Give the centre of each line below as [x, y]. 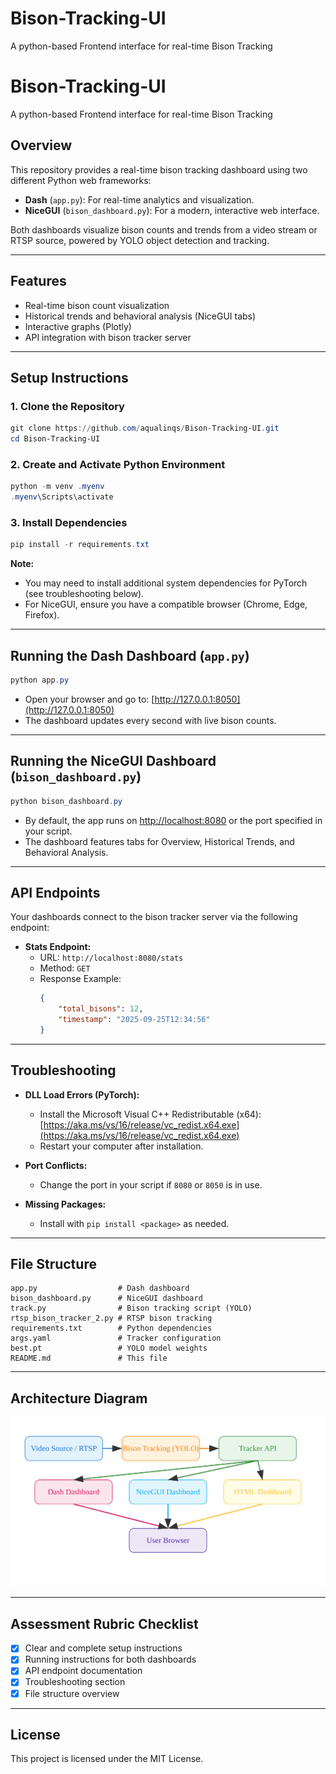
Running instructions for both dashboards [110, 1659]
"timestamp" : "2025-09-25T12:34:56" [134, 1020]
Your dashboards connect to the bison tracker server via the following [154, 917]
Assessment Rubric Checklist [104, 1623]
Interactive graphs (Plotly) [78, 326]
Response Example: [80, 979]
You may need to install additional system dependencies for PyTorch [166, 583]
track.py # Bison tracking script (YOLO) [131, 1308]
